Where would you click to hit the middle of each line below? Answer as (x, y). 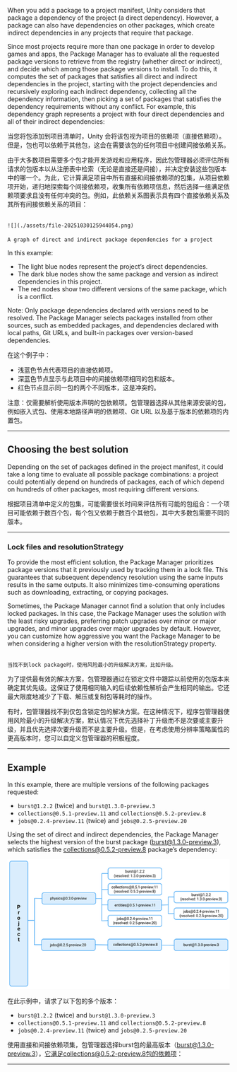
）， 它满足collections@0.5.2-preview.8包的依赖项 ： (109, 1054)
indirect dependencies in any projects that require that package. (101, 33)
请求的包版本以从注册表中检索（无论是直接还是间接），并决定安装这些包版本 (117, 169)
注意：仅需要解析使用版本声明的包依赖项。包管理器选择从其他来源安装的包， (119, 403)
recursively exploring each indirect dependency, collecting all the (102, 92)
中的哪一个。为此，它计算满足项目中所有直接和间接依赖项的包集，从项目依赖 (119, 177)
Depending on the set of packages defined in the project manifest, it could (115, 467)
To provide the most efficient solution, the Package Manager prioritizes (110, 562)
